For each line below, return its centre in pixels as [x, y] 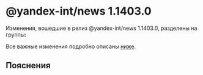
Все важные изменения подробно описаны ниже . [71, 46]
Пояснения [28, 66]
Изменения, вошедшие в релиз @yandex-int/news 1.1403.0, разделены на [102, 28]
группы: [16, 34]
